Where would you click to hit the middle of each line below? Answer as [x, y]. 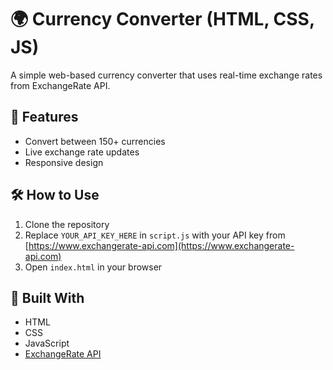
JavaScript [47, 343]
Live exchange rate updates [82, 152]
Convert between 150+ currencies [95, 141]
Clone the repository [67, 224]
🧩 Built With [47, 297]
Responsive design [64, 162]
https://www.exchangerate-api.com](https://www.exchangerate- [161, 245]
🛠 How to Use [55, 195]
